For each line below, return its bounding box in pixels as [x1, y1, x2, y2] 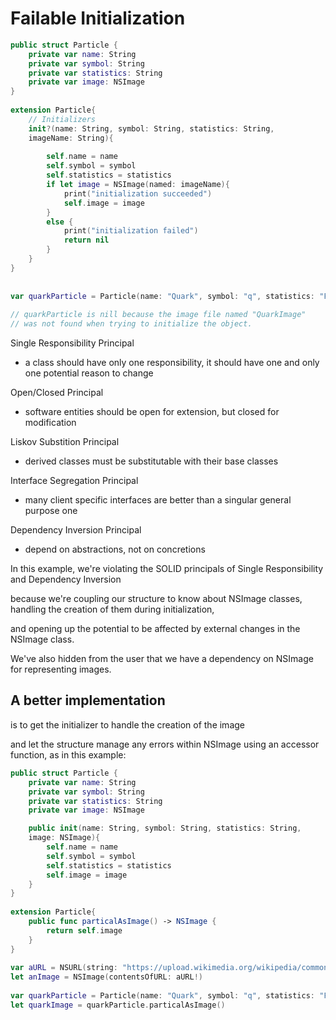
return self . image [46, 925, 123, 936]
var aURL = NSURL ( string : [10, 963, 118, 973]
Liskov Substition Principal [10, 436, 120, 448]
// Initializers [28, 114, 97, 124]
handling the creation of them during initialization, [10, 603, 215, 616]
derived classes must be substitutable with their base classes [24, 455, 279, 467]
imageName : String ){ [28, 133, 114, 143]
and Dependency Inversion [10, 573, 122, 586]
